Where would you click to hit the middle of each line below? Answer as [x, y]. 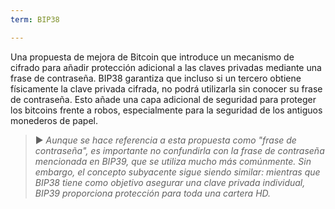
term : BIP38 [35, 19]
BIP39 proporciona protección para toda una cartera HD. [153, 193]
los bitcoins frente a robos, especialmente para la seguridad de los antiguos [166, 110]
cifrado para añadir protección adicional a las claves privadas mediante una [166, 67]
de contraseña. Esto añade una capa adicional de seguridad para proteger [163, 99]
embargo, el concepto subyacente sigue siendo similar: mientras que [177, 172]
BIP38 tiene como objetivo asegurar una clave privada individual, [170, 182]
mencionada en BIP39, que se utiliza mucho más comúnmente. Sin [173, 161]
